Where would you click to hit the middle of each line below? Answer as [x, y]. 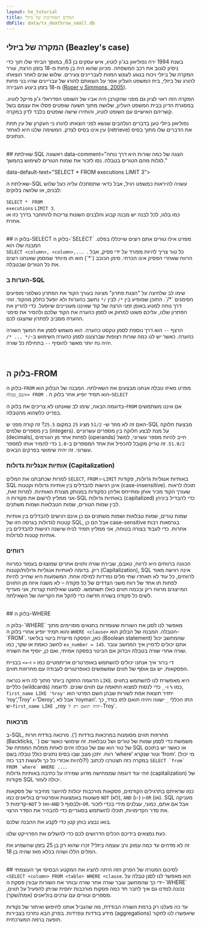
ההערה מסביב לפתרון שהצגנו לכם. [45, 318]
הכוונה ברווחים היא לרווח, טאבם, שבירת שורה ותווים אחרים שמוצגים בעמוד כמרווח [98, 563]
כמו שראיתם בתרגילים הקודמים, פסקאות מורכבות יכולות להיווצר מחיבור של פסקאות [100, 791]
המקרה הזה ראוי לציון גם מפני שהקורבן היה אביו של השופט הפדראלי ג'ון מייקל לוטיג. [100, 99]
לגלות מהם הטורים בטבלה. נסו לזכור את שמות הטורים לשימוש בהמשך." [87, 160]
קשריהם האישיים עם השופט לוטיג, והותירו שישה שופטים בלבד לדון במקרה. [90, 112]
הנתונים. [16, 136]
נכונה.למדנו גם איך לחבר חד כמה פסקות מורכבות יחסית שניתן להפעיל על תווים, [95, 889]
